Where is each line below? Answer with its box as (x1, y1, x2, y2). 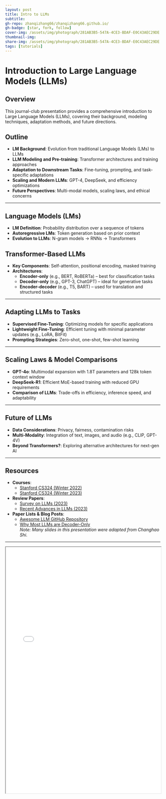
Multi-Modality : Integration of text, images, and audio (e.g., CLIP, (12, 432, 145, 438)
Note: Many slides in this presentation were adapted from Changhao (19, 527, 160, 533)
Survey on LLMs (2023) (19, 500, 68, 506)
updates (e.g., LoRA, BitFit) (12, 331, 67, 337)
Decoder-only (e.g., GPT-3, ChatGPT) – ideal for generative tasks (19, 279, 153, 285)
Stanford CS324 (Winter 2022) (19, 485, 82, 491)
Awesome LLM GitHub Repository (19, 516, 88, 522)
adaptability (12, 395, 36, 400)
